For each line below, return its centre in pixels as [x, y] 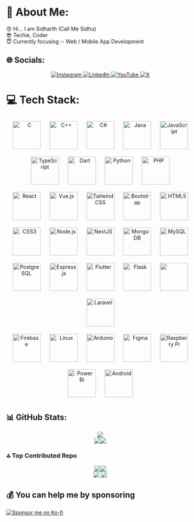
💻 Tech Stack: [43, 99]
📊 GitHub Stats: [37, 417]
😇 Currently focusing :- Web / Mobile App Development [75, 41]
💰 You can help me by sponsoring [71, 495]
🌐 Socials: [26, 60]
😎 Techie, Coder [27, 35]
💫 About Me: [38, 12]
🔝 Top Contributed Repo [42, 456]
